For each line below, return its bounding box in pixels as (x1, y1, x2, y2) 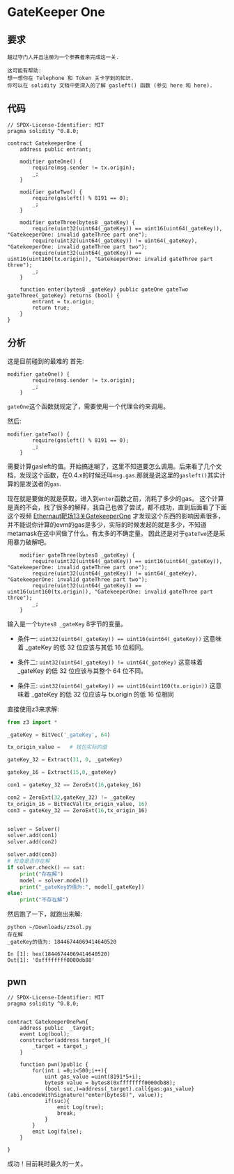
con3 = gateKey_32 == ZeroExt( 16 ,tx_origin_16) (7, 807, 148, 814)
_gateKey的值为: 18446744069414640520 (7, 939, 117, 946)
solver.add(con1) (7, 832, 58, 839)
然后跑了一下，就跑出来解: (7, 910, 83, 919)
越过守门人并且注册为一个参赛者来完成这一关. (7, 54, 120, 61)
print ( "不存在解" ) (19, 896, 69, 903)
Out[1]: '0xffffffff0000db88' (7, 957, 95, 964)
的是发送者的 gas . (13, 479, 61, 488)
